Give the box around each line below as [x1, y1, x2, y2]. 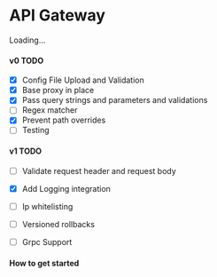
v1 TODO [9, 146, 43, 156]
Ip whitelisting [21, 201, 74, 211]
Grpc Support [21, 236, 73, 247]
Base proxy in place [21, 85, 95, 96]
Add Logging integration [21, 183, 111, 194]
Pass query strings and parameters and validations [21, 95, 208, 106]
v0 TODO [9, 55, 44, 66]
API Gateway [9, 5, 106, 26]
